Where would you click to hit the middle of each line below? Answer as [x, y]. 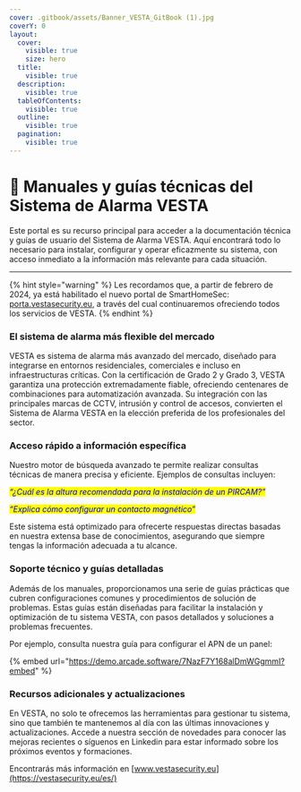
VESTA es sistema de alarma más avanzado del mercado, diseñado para [143, 355]
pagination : [40, 134]
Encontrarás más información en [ [72, 768]
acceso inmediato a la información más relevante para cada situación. [138, 259]
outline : [34, 117]
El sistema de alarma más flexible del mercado [112, 336]
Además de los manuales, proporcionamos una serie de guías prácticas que [149, 588]
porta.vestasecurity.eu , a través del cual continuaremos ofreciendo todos [145, 303]
